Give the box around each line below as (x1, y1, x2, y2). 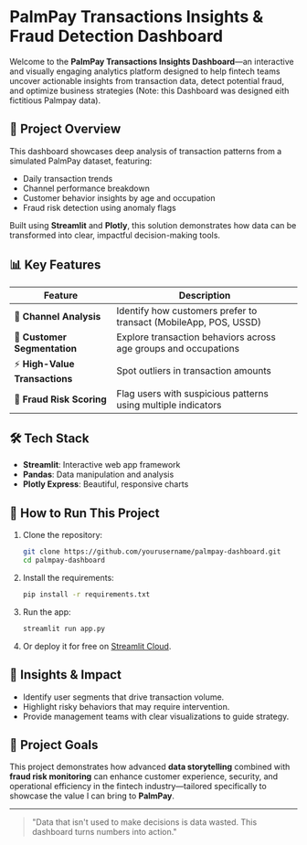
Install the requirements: (22, 572, 114, 583)
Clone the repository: (22, 530, 103, 541)
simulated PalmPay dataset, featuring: (9, 155, 153, 166)
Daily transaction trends (22, 173, 113, 184)
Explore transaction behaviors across (116, 331, 276, 343)
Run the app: (22, 606, 71, 618)
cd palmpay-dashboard (22, 555, 105, 565)
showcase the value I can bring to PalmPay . (9, 790, 175, 801)
